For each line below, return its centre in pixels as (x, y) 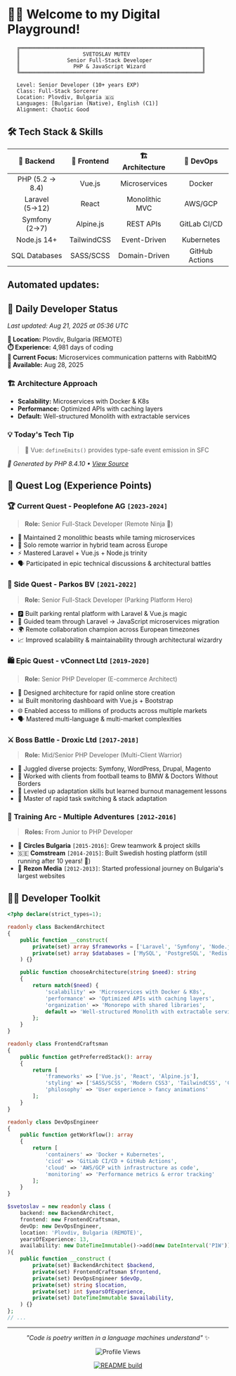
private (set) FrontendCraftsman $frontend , (97, 1272)
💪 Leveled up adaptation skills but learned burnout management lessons (122, 791)
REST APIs (144, 224)
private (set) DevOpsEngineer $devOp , (87, 1278)
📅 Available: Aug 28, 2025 (46, 364)
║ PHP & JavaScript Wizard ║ (111, 66)
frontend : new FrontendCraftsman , (70, 1219)
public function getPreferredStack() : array (86, 1057)
